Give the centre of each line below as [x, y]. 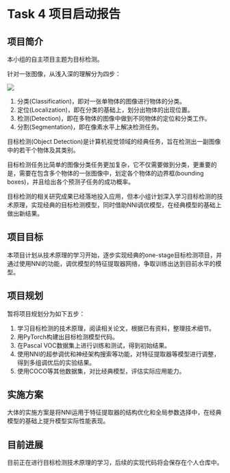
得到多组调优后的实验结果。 [56, 362]
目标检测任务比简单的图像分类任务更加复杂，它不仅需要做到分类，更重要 [109, 165]
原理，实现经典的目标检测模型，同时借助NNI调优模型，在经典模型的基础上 [117, 205]
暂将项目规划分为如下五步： [46, 313]
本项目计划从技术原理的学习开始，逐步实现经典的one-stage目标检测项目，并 [115, 255]
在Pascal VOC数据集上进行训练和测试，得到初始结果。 [94, 345]
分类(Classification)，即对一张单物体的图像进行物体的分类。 [101, 101]
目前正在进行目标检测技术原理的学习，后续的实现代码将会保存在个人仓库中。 [115, 463]
